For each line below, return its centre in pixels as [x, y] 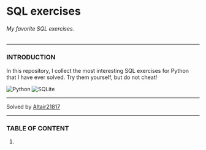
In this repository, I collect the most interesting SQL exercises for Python [97, 70]
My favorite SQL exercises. [40, 28]
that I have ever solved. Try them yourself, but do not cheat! [82, 77]
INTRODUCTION [31, 58]
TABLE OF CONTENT [38, 128]
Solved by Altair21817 [33, 107]
